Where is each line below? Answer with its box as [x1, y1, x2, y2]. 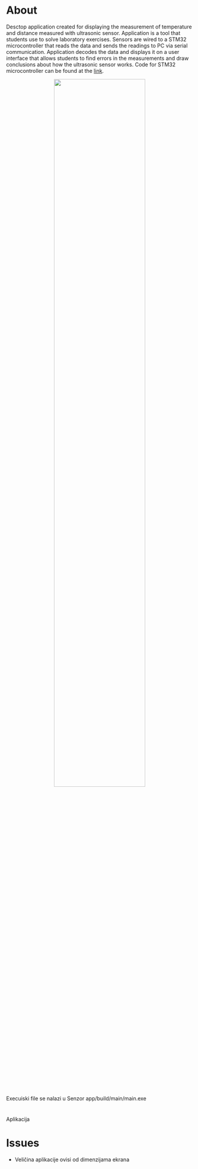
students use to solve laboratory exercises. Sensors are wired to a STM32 [6, 36, 187, 43]
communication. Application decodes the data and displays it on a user [6, 48, 180, 55]
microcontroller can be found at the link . [6, 67, 104, 74]
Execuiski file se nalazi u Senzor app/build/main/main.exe [6, 1094, 147, 1102]
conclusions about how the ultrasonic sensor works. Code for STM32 [6, 60, 176, 68]
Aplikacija [6, 1116, 30, 1123]
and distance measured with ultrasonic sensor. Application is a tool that [6, 29, 181, 36]
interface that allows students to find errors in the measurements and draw [6, 55, 189, 62]
